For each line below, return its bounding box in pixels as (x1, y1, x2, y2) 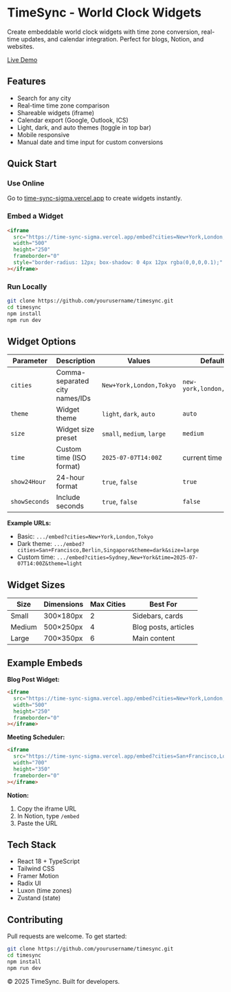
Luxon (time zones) (16, 887, 72, 895)
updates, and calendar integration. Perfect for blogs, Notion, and (21, 34, 204, 43)
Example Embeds (7, 657, 83, 669)
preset (56, 433, 77, 443)
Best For (148, 600, 177, 609)
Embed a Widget (7, 212, 64, 221)
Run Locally (7, 281, 47, 291)
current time (182, 453, 222, 463)
